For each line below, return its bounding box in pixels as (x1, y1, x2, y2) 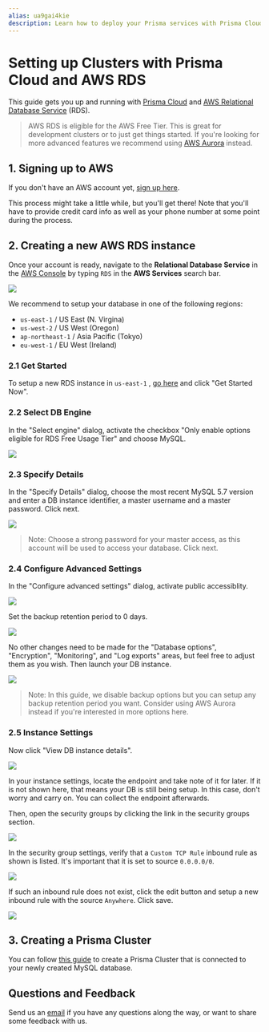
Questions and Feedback (8, 986, 136, 1000)
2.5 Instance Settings (8, 727, 94, 739)
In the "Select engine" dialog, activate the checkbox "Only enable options (8, 425, 251, 435)
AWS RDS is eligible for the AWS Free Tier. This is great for (27, 121, 222, 131)
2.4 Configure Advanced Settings (8, 563, 143, 574)
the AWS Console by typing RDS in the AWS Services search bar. (8, 269, 222, 278)
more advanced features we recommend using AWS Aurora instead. (27, 138, 253, 148)
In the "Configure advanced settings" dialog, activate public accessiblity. (8, 581, 248, 591)
